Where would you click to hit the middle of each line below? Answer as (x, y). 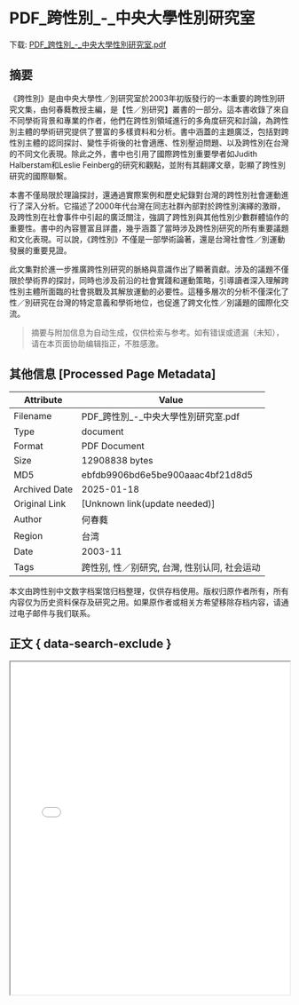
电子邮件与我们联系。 (55, 613)
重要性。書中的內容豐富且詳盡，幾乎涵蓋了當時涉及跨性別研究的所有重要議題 (149, 228)
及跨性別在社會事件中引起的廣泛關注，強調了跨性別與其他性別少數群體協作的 (149, 217)
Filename (33, 415)
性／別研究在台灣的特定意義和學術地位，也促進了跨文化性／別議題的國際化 (145, 302)
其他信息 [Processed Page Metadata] (113, 374)
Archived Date (43, 489)
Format (28, 446)
